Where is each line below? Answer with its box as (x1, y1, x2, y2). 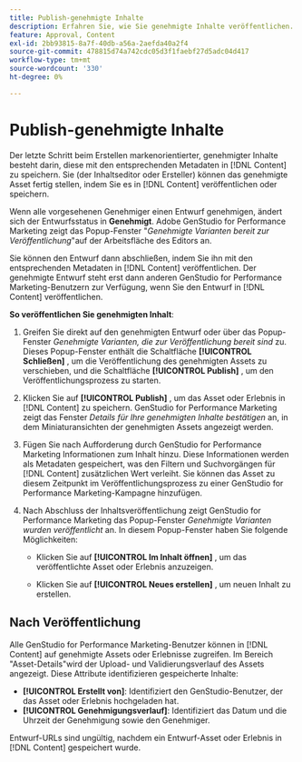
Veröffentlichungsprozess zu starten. (22, 375, 161, 386)
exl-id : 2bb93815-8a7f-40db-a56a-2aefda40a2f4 (9, 38, 189, 48)
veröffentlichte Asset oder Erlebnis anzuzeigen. (35, 561, 214, 572)
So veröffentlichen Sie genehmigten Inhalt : (9, 308, 174, 319)
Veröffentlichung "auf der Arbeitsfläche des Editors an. (9, 235, 212, 246)
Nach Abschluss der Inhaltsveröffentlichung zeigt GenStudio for (22, 505, 261, 516)
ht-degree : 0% (9, 73, 63, 82)
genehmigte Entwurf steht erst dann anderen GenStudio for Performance (9, 272, 283, 283)
